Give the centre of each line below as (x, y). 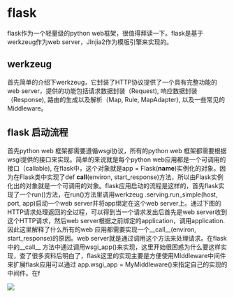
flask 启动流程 (38, 133)
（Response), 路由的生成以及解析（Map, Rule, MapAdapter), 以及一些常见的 (116, 99)
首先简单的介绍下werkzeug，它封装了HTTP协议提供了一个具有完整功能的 (112, 82)
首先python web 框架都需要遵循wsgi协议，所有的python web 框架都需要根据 (117, 150)
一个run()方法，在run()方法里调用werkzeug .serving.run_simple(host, (118, 194)
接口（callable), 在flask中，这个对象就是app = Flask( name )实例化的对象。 (114, 168)
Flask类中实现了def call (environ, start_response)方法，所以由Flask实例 (121, 177)
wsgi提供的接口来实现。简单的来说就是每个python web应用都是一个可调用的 (117, 159)
